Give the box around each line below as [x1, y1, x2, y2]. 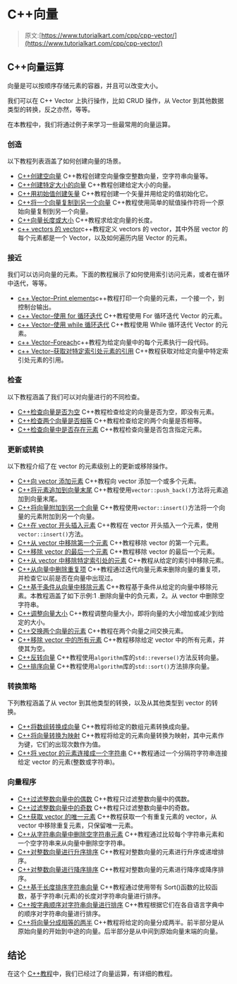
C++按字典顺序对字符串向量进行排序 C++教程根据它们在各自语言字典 [17, 900, 219, 909]
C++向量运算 [7, 61, 65, 73]
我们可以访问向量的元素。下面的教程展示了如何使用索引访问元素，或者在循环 [7, 270, 230, 279]
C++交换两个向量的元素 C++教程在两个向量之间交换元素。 [17, 626, 188, 635]
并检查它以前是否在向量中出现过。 [17, 573, 117, 582]
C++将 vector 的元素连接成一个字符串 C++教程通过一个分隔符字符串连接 [17, 749, 228, 758]
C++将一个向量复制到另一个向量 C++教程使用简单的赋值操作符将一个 [17, 198, 219, 207]
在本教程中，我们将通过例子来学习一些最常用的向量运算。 [7, 120, 174, 128]
